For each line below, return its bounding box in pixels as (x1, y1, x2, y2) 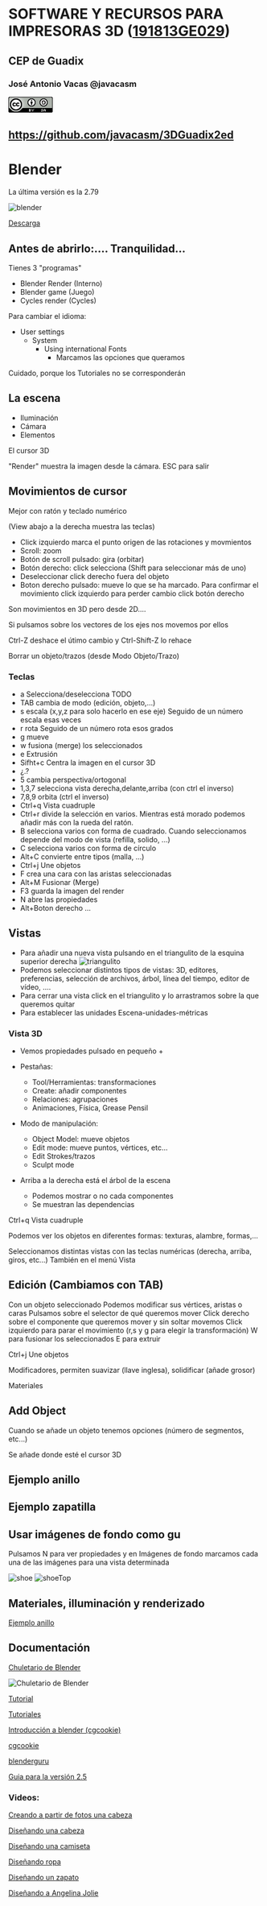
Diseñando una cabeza (8, 1825, 84, 1836)
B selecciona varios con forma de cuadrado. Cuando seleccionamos (19, 826, 247, 836)
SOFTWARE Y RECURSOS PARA (8, 5, 224, 23)
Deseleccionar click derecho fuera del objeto (19, 571, 170, 581)
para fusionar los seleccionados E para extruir (8, 1333, 161, 1343)
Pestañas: (19, 1062, 54, 1072)
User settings (19, 327, 65, 337)
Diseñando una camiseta (8, 1842, 91, 1851)
